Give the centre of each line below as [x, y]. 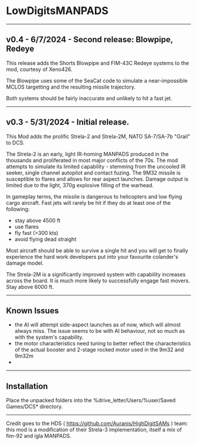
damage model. [25, 263]
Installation [27, 386]
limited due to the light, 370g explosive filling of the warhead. [80, 185]
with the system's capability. [49, 337]
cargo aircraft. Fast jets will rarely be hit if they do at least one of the [89, 203]
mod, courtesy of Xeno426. [39, 69]
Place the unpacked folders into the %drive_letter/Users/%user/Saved [91, 400]
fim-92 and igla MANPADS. [39, 436]
